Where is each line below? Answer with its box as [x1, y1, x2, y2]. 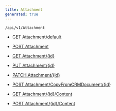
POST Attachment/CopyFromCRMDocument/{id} [12, 82, 111, 87]
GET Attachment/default [12, 34, 61, 40]
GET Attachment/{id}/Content [12, 91, 72, 97]
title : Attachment [5, 7, 43, 12]
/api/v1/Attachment [5, 25, 45, 30]
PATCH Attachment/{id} [12, 72, 60, 78]
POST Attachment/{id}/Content [12, 100, 75, 106]
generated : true [5, 12, 38, 17]
